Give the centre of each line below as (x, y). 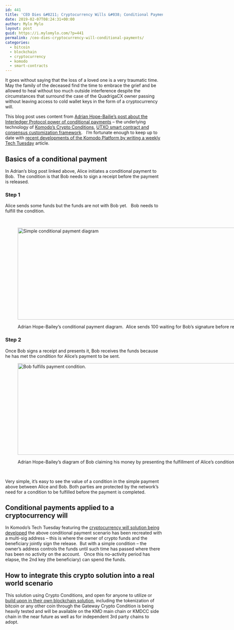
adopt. (12, 622)
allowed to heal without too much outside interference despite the (73, 91)
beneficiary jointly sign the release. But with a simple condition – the (76, 544)
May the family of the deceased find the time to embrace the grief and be (81, 85)
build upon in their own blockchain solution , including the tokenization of (80, 601)
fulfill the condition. (25, 211)
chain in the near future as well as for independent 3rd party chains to (77, 617)
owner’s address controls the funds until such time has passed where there (83, 549)
